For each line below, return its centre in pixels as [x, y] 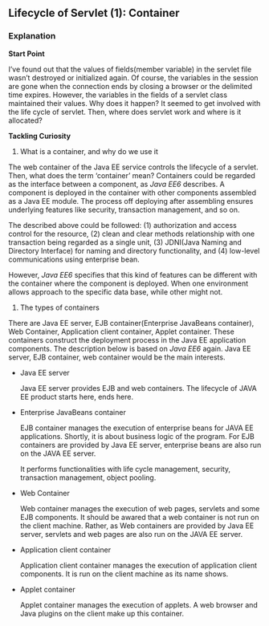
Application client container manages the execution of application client [139, 565]
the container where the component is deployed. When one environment [128, 283]
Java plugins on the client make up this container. [102, 613]
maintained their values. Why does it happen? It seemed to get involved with [134, 103]
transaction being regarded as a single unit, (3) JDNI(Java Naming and [125, 242]
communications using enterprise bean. [74, 259]
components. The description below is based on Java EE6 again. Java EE [130, 348]
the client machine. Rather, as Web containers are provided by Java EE [137, 526]
